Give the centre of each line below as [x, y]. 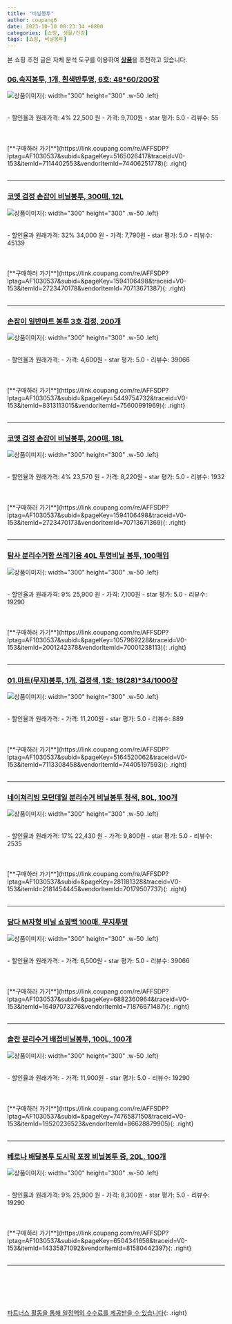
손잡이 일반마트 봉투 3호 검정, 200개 [64, 321]
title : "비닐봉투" [31, 13]
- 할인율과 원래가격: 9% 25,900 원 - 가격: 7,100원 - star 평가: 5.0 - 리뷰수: [107, 594]
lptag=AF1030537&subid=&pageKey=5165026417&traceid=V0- [96, 156]
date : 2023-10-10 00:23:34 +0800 [55, 26]
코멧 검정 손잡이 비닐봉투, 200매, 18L [66, 438]
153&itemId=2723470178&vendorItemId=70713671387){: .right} [97, 288]
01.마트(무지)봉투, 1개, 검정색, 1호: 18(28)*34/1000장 [93, 680]
